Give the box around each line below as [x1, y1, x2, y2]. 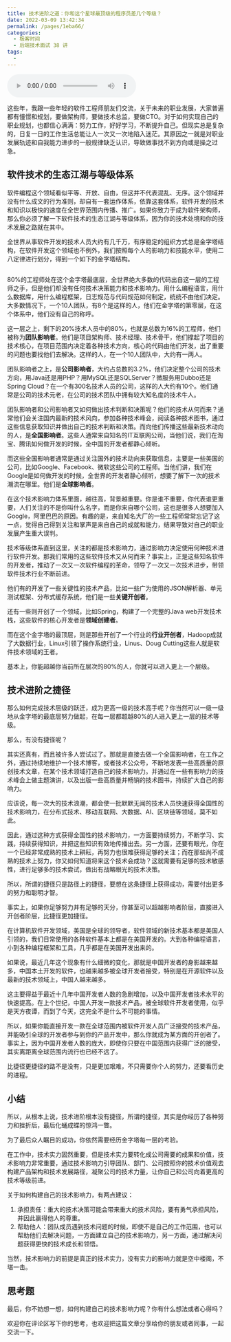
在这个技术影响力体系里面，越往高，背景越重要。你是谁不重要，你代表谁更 [7, 495, 218, 503]
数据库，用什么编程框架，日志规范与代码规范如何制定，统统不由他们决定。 [12, 292, 224, 301]
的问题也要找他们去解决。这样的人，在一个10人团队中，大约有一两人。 [7, 350, 206, 358]
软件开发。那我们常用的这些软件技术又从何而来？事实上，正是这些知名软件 [12, 552, 224, 561]
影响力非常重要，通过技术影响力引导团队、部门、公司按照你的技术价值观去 [12, 1159, 224, 1167]
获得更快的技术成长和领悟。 [23, 1240, 102, 1248]
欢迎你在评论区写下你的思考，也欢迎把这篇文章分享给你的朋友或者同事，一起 [7, 1319, 224, 1328]
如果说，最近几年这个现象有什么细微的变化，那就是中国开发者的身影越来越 [7, 958, 218, 966]
